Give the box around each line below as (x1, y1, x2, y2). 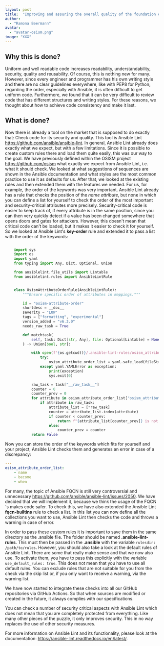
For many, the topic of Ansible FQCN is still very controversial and (5, 488, 138, 494)
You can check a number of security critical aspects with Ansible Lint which (5, 605, 158, 611)
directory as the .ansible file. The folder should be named (5, 534, 121, 540)
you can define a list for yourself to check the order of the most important (5, 197, 153, 203)
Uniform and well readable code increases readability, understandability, (5, 66, 151, 72)
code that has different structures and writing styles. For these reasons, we (5, 97, 156, 103)
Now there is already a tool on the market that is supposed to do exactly (5, 129, 150, 135)
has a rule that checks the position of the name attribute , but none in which (5, 192, 157, 198)
